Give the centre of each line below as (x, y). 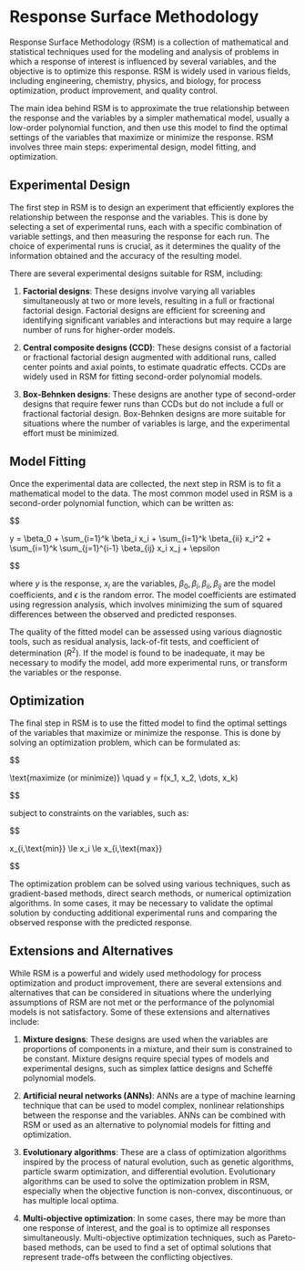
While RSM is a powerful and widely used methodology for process (136, 973)
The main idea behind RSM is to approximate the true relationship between (149, 108)
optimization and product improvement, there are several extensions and (146, 983)
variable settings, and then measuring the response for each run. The (140, 236)
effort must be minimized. (71, 433)
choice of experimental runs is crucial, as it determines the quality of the (145, 246)
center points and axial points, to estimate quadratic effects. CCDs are (154, 367)
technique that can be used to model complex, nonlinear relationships (153, 1105)
